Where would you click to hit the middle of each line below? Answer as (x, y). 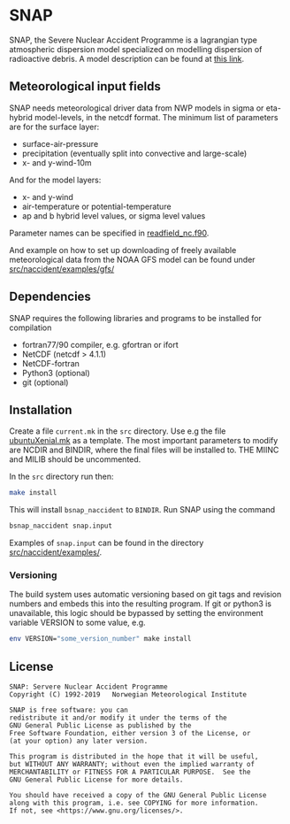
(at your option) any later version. (79, 741)
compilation (31, 327)
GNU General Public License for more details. (96, 780)
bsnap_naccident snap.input (61, 526)
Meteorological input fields (85, 86)
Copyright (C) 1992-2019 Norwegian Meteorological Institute (128, 695)
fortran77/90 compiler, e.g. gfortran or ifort (100, 344)
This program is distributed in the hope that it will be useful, (134, 757)
